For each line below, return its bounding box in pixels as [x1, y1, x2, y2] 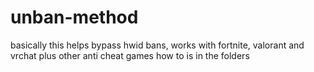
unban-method [10, 6, 139, 29]
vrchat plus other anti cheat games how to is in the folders [10, 49, 250, 61]
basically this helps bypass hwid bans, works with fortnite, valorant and [10, 39, 305, 51]
